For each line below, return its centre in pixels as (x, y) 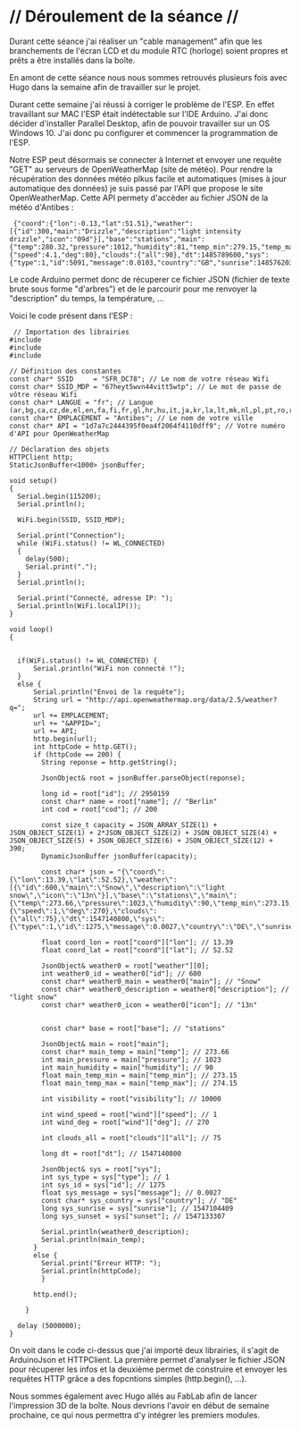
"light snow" (33, 997)
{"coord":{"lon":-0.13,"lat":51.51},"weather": (103, 224)
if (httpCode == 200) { (77, 754)
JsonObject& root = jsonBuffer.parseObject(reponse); (143, 778)
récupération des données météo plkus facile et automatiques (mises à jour (148, 178)
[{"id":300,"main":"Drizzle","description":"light (105, 231)
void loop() (31, 629)
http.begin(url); (65, 739)
